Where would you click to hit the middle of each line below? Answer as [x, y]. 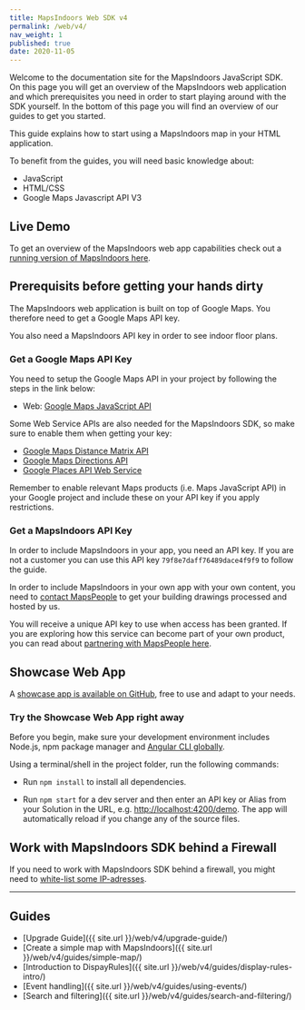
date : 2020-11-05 [42, 52]
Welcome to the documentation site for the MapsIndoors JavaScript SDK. [146, 77]
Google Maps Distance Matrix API [86, 451]
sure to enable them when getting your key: [91, 433]
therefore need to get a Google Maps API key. [95, 318]
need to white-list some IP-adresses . [78, 879]
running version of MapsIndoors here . [80, 257]
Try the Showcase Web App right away [97, 718]
